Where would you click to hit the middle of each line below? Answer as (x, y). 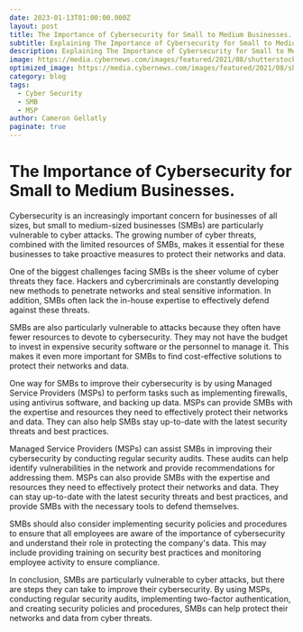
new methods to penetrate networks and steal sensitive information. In (140, 291)
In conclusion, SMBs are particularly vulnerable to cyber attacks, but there (147, 580)
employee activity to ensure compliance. (85, 562)
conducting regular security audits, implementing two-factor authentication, (150, 599)
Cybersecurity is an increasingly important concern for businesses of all (143, 215)
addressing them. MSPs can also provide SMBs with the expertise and (140, 477)
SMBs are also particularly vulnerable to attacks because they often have (145, 327)
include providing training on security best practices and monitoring (135, 553)
